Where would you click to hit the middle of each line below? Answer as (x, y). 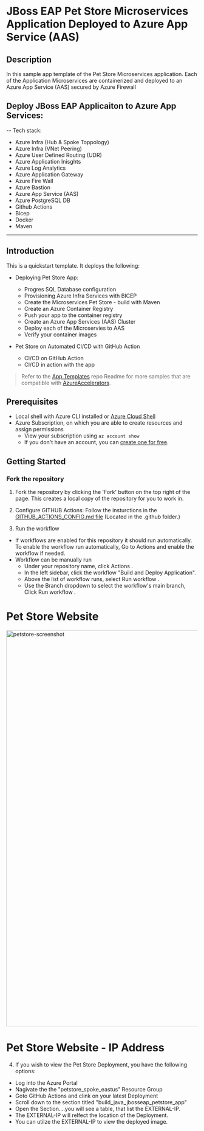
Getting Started (36, 461)
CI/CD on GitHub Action (54, 358)
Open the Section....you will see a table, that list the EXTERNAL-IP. (98, 1109)
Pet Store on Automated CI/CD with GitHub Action (77, 346)
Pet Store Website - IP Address (86, 1048)
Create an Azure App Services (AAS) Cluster (80, 321)
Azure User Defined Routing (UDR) (58, 155)
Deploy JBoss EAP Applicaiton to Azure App (91, 106)
